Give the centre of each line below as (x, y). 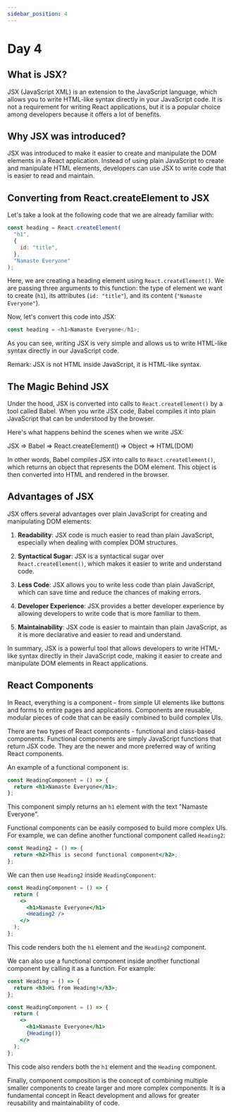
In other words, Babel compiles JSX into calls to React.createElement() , (111, 460)
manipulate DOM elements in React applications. (78, 663)
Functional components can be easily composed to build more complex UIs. (117, 828)
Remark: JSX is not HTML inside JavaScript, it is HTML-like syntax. (105, 365)
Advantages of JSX (51, 497)
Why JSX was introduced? (67, 137)
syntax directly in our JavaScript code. (63, 351)
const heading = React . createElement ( (64, 228)
